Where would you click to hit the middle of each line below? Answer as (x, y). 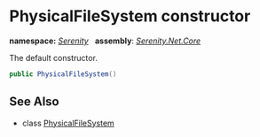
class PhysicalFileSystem (68, 123)
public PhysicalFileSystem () (63, 74)
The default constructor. (53, 57)
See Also (34, 102)
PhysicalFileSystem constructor (130, 16)
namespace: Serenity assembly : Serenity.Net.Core (105, 41)
